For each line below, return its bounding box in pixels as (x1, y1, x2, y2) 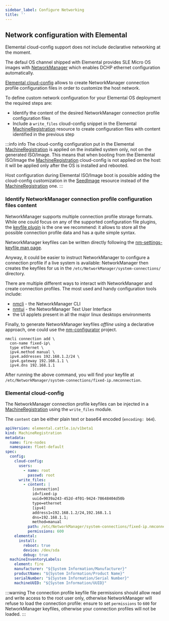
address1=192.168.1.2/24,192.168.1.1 (32, 510, 112, 515)
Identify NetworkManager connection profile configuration (5, 196, 152, 203)
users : (18, 463, 33, 468)
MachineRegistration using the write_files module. (5, 406, 112, 412)
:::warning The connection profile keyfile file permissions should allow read (5, 589, 161, 595)
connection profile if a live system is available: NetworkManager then (5, 260, 148, 266)
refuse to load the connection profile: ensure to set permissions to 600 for (5, 600, 157, 606)
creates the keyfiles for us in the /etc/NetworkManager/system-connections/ (5, 265, 161, 271)
